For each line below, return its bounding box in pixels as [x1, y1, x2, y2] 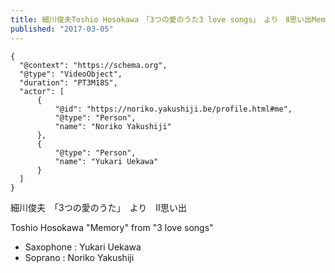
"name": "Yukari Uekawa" [54, 156, 159, 166]
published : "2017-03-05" [10, 24, 114, 34]
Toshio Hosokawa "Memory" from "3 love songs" [10, 221, 214, 233]
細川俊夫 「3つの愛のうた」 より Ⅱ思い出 [10, 201, 187, 213]
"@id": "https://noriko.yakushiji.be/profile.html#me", [54, 104, 293, 114]
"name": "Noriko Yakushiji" [54, 121, 172, 131]
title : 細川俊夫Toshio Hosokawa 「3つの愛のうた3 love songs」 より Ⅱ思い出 [10, 14, 313, 25]
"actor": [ [19, 86, 65, 96]
